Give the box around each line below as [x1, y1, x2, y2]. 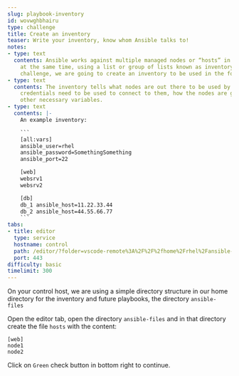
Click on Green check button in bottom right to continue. [7, 361, 171, 370]
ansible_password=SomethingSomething [20, 149, 132, 157]
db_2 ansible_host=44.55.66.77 [20, 208, 113, 215]
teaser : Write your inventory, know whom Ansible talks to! [7, 37, 190, 44]
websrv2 [20, 182, 43, 189]
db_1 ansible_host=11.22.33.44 [20, 201, 113, 209]
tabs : [7, 221, 23, 229]
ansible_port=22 [20, 156, 69, 163]
